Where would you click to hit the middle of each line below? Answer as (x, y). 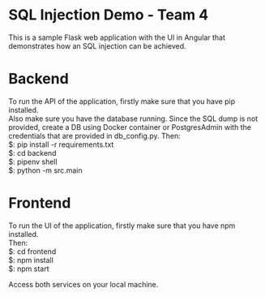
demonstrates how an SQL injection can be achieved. (97, 45)
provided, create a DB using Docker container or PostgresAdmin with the (130, 127)
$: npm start (29, 269)
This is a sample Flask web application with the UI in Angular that (117, 37)
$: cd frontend (32, 251)
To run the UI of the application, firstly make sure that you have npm (122, 226)
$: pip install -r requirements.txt (61, 144)
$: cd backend (32, 153)
